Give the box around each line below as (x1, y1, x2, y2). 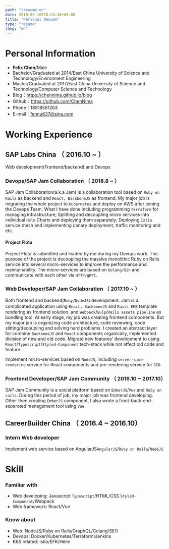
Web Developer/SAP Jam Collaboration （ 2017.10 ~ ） (5, 286, 140, 293)
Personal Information (5, 48, 96, 60)
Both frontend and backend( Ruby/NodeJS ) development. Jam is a (5, 297, 139, 303)
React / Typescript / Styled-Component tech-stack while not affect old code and (5, 341, 164, 347)
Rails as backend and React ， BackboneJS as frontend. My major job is (5, 195, 150, 201)
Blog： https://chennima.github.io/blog (12, 92, 92, 98)
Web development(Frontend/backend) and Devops (5, 164, 111, 170)
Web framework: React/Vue (12, 504, 71, 510)
